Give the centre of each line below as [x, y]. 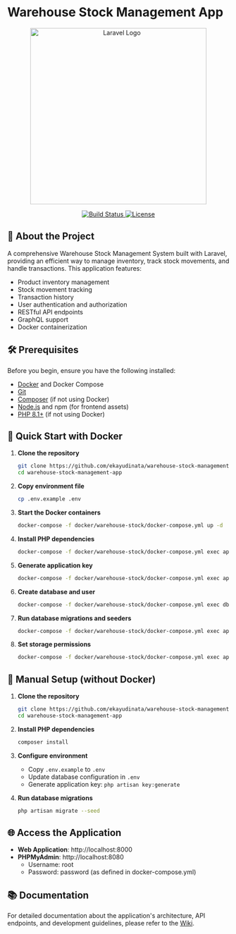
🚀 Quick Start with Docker [65, 436]
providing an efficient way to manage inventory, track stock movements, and [118, 261]
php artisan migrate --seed [58, 811]
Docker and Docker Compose [61, 384]
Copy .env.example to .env [67, 769]
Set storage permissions [54, 644]
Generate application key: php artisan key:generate [104, 784]
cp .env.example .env [49, 499]
